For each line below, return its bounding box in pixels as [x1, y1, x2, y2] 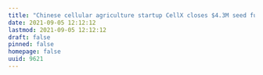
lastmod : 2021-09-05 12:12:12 [8, 26, 107, 34]
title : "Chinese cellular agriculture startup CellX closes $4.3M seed [8, 11, 247, 20]
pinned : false [8, 41, 55, 48]
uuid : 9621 [8, 55, 44, 63]
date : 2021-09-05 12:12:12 [8, 19, 96, 27]
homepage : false [8, 48, 61, 55]
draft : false [8, 33, 51, 41]
